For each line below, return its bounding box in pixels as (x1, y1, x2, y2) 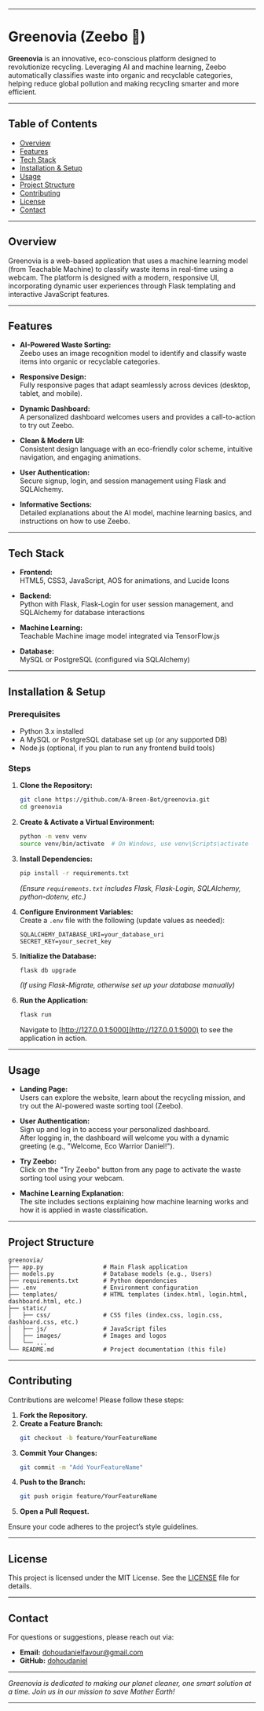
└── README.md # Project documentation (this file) (8, 1345, 226, 1354)
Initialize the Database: (19, 951, 97, 961)
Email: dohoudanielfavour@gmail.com (19, 1647, 144, 1657)
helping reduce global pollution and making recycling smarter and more (8, 79, 240, 88)
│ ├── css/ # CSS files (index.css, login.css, (8, 1311, 223, 1319)
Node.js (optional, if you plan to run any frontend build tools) (19, 743, 215, 753)
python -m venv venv (19, 832, 87, 841)
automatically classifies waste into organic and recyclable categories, (8, 70, 233, 79)
